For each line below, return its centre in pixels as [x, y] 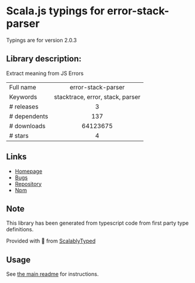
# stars [19, 135]
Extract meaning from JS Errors [45, 73]
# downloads [27, 126]
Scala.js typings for [55, 11]
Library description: [44, 59]
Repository [28, 184]
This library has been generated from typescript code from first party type [97, 223]
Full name [23, 87]
